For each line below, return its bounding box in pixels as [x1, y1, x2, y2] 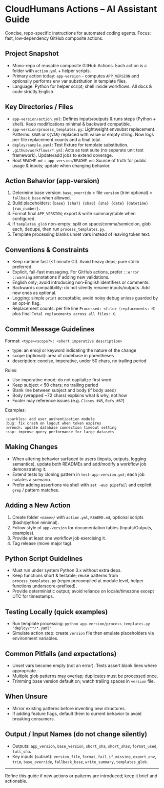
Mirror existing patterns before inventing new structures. [12, 705, 126, 711]
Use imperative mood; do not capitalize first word [12, 377, 112, 383]
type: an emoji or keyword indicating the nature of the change [12, 347, 137, 353]
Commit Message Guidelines [5, 325, 95, 333]
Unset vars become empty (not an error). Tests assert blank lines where [12, 663, 157, 668]
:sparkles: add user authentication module [5, 417, 95, 421]
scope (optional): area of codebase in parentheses [12, 353, 114, 358]
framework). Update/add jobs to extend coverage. [12, 152, 113, 158]
